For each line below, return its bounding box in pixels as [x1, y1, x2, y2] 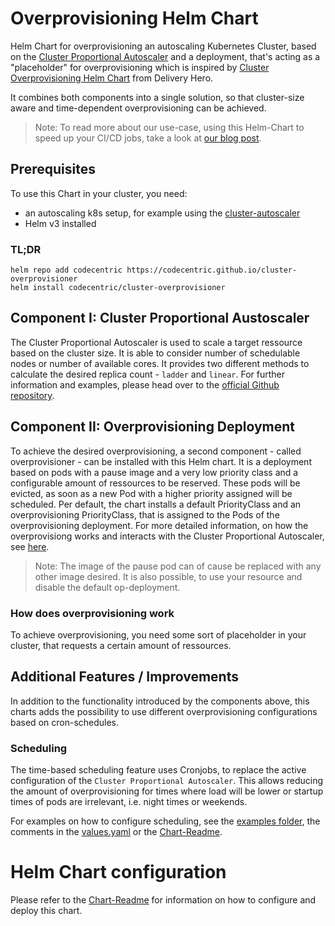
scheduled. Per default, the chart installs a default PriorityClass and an [10, 498, 302, 510]
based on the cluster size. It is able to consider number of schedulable [10, 347, 301, 359]
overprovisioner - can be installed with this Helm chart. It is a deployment [10, 455, 312, 467]
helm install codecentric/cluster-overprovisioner [10, 283, 226, 293]
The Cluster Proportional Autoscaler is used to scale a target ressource [10, 336, 303, 348]
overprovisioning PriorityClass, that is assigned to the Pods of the [10, 508, 280, 521]
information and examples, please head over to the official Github [10, 378, 280, 391]
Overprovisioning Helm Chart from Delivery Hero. [10, 72, 214, 84]
